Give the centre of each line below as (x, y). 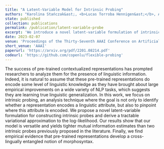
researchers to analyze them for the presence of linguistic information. (76, 74)
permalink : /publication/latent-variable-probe (54, 28)
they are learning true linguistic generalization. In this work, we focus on (78, 95)
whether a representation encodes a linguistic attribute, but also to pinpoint (81, 105)
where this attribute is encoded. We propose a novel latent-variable (73, 110)
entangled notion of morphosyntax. (58, 142)
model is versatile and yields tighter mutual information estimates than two (80, 126)
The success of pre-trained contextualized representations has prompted (79, 69)
